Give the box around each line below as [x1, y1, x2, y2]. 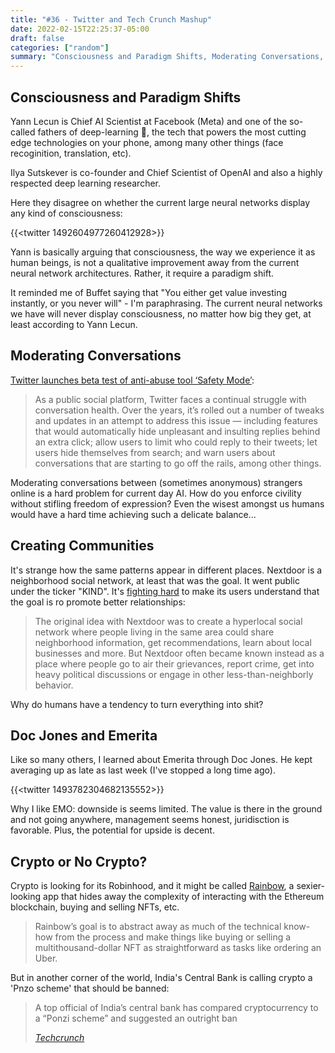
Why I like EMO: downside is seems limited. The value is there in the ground [10, 803, 323, 815]
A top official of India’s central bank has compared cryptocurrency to [34, 1002, 319, 1014]
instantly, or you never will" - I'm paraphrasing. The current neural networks [10, 297, 323, 309]
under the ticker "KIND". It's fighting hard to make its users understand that [10, 585, 320, 597]
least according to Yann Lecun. [10, 318, 138, 330]
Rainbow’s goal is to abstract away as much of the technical [34, 921, 282, 933]
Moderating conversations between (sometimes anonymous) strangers [10, 476, 303, 488]
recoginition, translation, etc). [10, 147, 132, 159]
